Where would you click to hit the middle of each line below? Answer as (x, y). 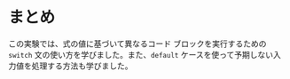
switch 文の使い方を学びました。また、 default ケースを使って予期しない (141, 54)
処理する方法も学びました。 (82, 66)
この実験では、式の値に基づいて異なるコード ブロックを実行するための (137, 43)
